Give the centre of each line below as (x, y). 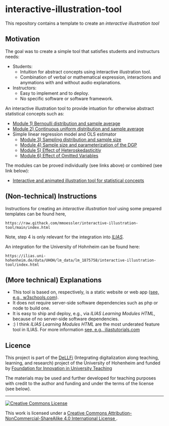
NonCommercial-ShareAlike (34, 418)
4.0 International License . (91, 418)
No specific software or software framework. (66, 98)
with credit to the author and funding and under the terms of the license (79, 384)
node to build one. (31, 308)
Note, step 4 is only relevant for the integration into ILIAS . (65, 237)
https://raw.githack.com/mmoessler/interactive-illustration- (72, 223)
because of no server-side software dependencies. (66, 319)
